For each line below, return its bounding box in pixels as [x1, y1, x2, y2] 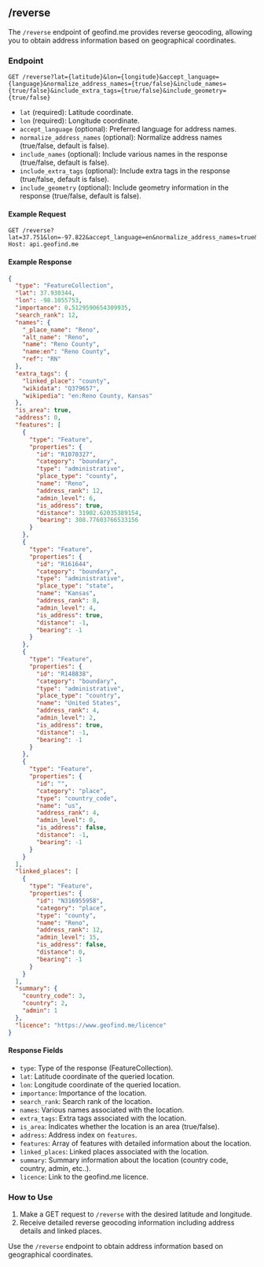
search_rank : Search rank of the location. [19, 1096, 152, 1106]
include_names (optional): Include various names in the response [19, 150, 228, 159]
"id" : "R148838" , [36, 669, 93, 678]
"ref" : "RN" [22, 355, 61, 363]
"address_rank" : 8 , [36, 597, 101, 605]
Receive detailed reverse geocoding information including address [19, 1218, 235, 1228]
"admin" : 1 [22, 1007, 58, 1015]
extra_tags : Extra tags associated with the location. [19, 1113, 187, 1123]
